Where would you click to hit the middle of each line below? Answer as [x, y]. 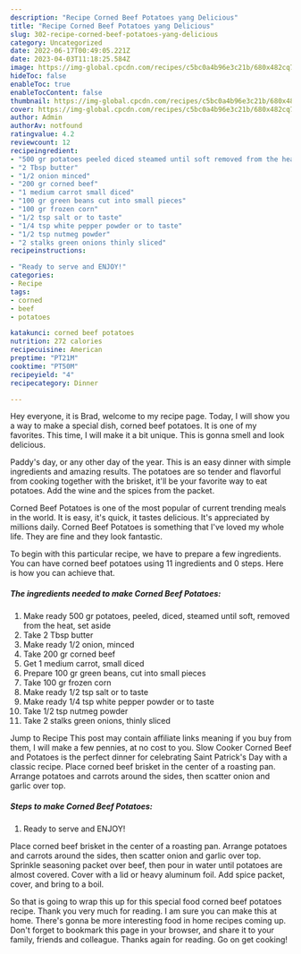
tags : [20, 292]
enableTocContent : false [56, 92]
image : [22, 68]
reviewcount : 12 [40, 142]
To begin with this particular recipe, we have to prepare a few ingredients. [146, 554]
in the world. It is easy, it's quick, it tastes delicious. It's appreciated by [140, 518]
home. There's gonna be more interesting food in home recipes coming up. [148, 921]
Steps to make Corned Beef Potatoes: [81, 806]
